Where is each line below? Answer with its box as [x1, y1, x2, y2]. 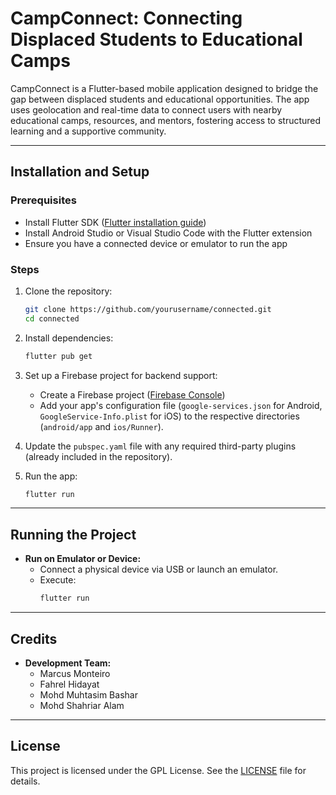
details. [10, 775, 41, 787]
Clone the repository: [24, 285, 113, 297]
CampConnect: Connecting [10, 7, 243, 30]
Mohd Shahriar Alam [39, 699, 125, 711]
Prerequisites [10, 193, 77, 207]
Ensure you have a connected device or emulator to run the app [24, 237, 288, 249]
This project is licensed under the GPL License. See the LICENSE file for [10, 764, 307, 776]
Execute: [39, 574, 77, 586]
